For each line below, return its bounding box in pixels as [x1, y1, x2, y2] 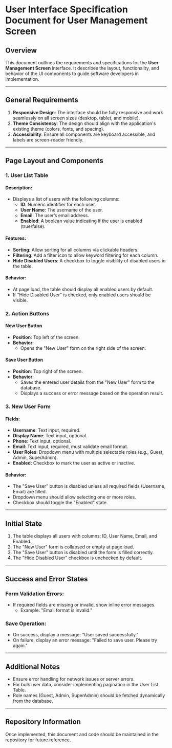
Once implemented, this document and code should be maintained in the [5, 731, 159, 737]
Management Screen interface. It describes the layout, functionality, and [5, 65, 160, 71]
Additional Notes [5, 662, 60, 671]
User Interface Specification [5, 4, 128, 15]
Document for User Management [5, 14, 148, 26]
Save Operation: [5, 620, 47, 627]
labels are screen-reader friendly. [12, 136, 83, 143]
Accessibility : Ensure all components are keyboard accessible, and [12, 131, 156, 137]
